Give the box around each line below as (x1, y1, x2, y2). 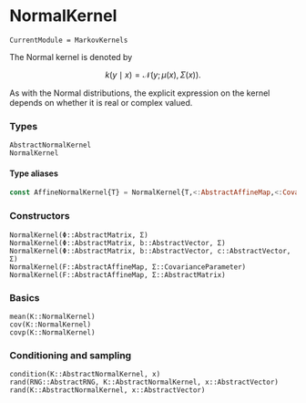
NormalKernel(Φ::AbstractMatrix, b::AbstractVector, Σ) (9, 238, 226, 247)
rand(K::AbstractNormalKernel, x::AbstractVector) (9, 386, 206, 395)
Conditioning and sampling (9, 348, 132, 361)
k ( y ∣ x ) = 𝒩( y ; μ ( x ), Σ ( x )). (104, 69, 202, 80)
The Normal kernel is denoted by (9, 51, 133, 62)
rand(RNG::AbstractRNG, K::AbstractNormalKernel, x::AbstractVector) (9, 377, 280, 387)
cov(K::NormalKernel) (9, 320, 92, 329)
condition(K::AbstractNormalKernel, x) (9, 370, 161, 379)
